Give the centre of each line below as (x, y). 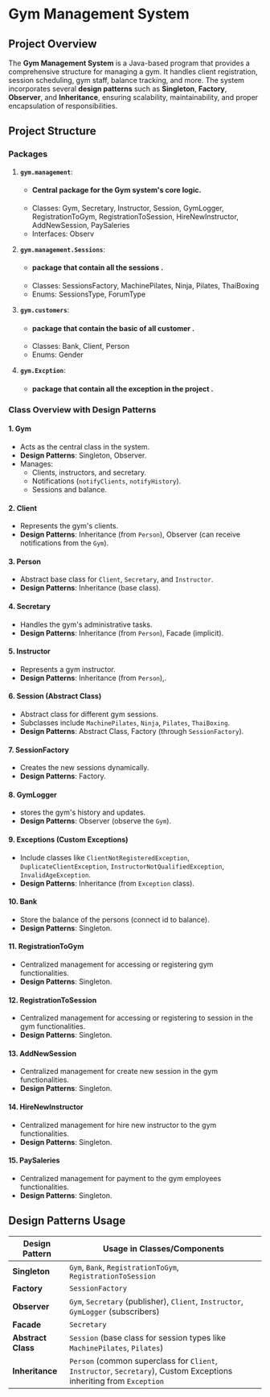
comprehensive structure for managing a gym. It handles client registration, (133, 72)
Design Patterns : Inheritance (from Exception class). (107, 883)
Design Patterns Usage (67, 1221)
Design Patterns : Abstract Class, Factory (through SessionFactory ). (132, 732)
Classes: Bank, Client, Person (81, 346)
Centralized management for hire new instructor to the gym (118, 1125)
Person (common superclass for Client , (143, 1361)
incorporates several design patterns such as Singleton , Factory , (118, 89)
